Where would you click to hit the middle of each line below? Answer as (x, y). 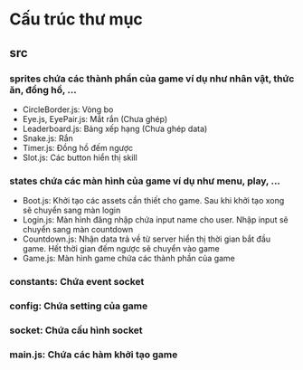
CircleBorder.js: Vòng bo (68, 109)
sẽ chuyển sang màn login (71, 210)
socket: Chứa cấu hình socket (76, 330)
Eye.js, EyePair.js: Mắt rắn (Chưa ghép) (95, 119)
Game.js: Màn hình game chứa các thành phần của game (128, 259)
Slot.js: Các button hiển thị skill (80, 157)
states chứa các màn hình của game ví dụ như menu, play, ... (145, 181)
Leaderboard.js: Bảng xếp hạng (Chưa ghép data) (115, 128)
